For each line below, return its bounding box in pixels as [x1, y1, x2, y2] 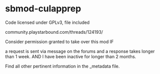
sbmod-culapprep [5, 3, 81, 14]
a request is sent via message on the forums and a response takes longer [5, 48, 155, 54]
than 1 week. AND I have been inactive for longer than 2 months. [5, 53, 136, 60]
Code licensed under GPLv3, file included [5, 19, 90, 25]
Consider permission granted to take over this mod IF [5, 38, 114, 45]
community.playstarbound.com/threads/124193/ [5, 29, 103, 35]
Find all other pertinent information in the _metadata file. [5, 63, 120, 69]
